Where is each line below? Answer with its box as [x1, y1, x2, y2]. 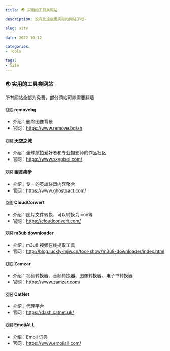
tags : [5, 58, 17, 63]
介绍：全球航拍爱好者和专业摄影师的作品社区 [12, 150, 107, 156]
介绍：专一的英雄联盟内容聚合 [12, 181, 75, 187]
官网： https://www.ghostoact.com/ [12, 187, 86, 194]
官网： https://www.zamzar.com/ [12, 279, 81, 285]
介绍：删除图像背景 [12, 119, 53, 125]
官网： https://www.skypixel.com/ [12, 156, 83, 163]
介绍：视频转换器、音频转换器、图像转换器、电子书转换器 [12, 273, 133, 279]
